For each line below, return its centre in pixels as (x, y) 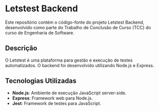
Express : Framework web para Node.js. (52, 98)
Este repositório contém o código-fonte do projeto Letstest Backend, (75, 22)
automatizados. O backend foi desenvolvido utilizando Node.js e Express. (79, 65)
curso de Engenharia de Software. (40, 33)
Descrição (21, 48)
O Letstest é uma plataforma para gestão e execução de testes (69, 60)
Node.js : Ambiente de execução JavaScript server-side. (69, 93)
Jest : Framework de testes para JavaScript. (57, 103)
